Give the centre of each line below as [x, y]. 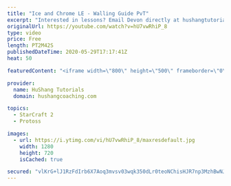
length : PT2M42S [30, 45]
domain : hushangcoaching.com [55, 96]
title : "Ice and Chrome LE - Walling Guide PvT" [78, 13]
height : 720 [36, 153]
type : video [24, 33]
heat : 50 [20, 59]
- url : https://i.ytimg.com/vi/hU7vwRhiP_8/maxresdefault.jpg [104, 140]
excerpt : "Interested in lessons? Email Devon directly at [93, 20]
